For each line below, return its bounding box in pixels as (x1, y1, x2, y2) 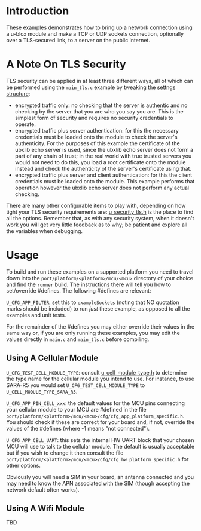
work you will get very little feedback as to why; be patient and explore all (6, 221, 188, 228)
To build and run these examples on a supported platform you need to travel (6, 268, 194, 275)
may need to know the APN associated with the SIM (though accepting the (6, 480, 190, 487)
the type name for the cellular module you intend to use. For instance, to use (6, 375, 194, 382)
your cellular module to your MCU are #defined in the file (6, 406, 147, 413)
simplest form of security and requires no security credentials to (14, 114, 173, 121)
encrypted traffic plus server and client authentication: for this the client (14, 171, 193, 179)
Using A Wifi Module (6, 504, 85, 514)
